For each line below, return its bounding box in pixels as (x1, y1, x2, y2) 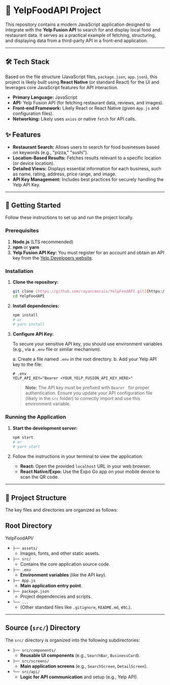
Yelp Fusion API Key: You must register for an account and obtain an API (12, 249, 164, 256)
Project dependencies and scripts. (20, 593, 92, 599)
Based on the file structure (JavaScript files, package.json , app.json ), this (5, 74, 158, 80)
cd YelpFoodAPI (12, 294, 45, 299)
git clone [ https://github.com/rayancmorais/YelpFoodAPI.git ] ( (12, 289, 149, 294)
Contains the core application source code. (20, 561, 110, 567)
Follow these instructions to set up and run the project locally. (5, 214, 134, 221)
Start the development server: (12, 425, 78, 431)
